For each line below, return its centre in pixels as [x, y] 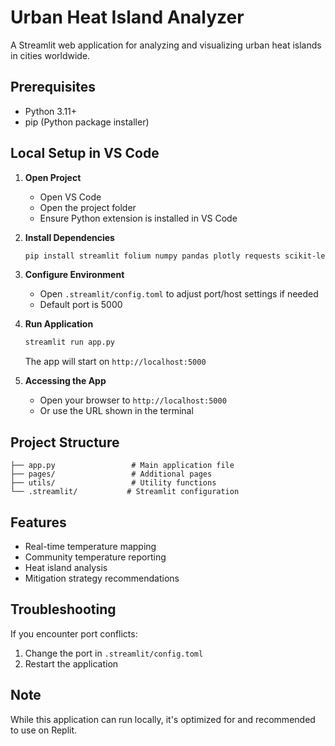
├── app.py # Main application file [122, 466]
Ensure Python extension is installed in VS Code [138, 218]
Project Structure [65, 442]
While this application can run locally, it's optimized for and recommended [163, 719]
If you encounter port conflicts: [74, 633]
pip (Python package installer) [87, 122]
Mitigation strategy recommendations [102, 578]
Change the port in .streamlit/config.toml [114, 653]
